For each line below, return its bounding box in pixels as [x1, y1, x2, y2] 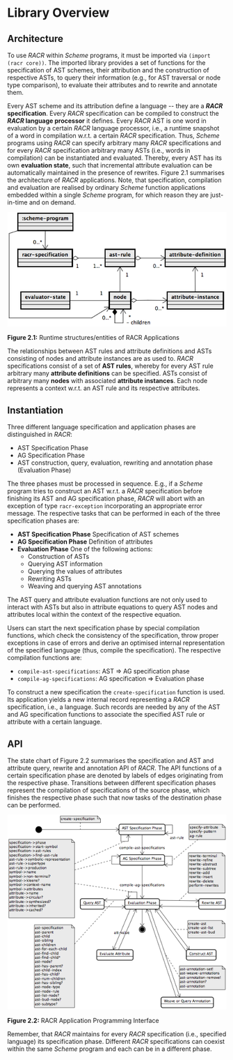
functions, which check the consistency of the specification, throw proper [7, 632, 219, 640]
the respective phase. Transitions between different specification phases [7, 779, 216, 787]
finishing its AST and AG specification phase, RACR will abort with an [7, 494, 205, 503]
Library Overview [7, 5, 110, 21]
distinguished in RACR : [7, 431, 73, 439]
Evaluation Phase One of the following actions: [17, 545, 153, 553]
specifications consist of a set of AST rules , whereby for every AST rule [7, 361, 214, 371]
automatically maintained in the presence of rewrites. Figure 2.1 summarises [7, 169, 225, 177]
